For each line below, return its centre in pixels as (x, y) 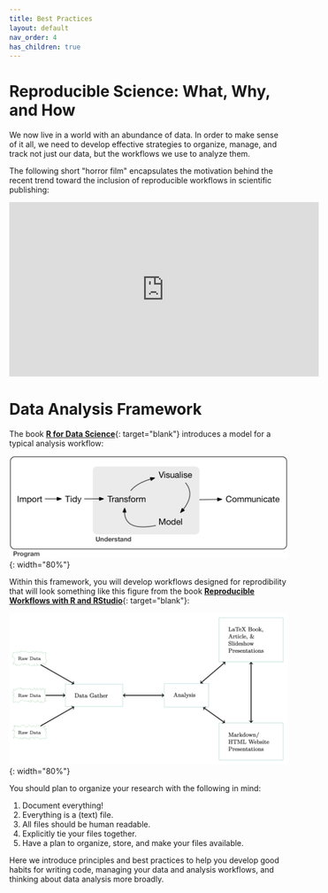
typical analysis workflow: (57, 444)
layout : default (39, 28)
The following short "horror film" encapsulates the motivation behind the (141, 171)
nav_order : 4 (33, 37)
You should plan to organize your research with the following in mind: (135, 788)
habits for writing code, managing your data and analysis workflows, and (141, 870)
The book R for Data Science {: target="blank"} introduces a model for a (140, 434)
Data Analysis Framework (106, 410)
